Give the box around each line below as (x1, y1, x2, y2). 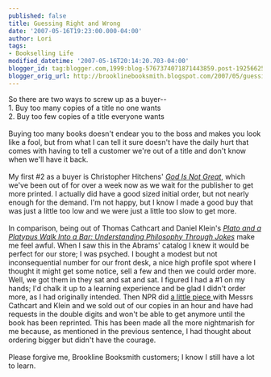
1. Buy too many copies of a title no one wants (8, 103, 161, 112)
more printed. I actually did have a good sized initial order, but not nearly (8, 188, 249, 198)
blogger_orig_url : (8, 72, 70, 80)
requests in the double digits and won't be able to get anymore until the (8, 309, 246, 319)
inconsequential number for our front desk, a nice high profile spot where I (8, 257, 256, 267)
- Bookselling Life (8, 49, 74, 57)
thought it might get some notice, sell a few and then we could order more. (8, 266, 256, 276)
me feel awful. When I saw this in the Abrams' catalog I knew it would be (8, 240, 250, 250)
